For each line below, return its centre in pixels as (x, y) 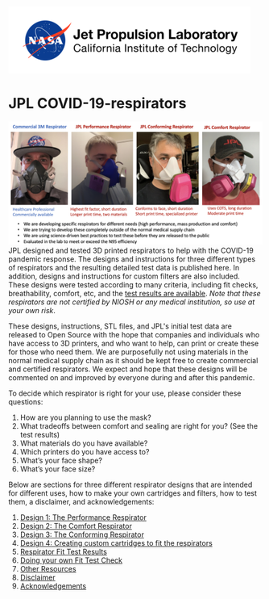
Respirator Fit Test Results (63, 552)
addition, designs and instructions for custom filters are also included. (124, 276)
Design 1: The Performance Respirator (83, 517)
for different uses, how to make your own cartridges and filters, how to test (133, 493)
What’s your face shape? (61, 461)
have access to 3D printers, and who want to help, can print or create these (134, 343)
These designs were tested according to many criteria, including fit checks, (133, 285)
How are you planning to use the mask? (85, 417)
